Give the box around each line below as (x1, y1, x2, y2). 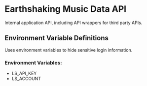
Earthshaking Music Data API (4, 3, 127, 15)
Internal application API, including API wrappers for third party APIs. (4, 20, 143, 26)
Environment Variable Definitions (4, 34, 109, 42)
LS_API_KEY (11, 70, 37, 77)
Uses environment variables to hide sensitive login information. (4, 47, 133, 53)
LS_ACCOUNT (11, 76, 41, 82)
